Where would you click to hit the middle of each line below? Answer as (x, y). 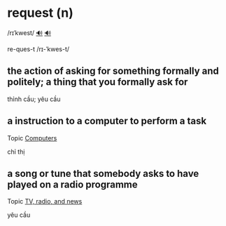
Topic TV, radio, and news (45, 201)
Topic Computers (32, 138)
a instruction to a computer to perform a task (107, 121)
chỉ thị (16, 152)
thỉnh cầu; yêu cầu (34, 99)
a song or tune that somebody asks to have (103, 173)
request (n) (40, 13)
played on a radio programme (72, 184)
